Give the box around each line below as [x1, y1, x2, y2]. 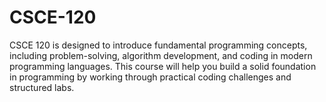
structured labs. [9, 81, 75, 93]
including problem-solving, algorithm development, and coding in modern [9, 49, 313, 61]
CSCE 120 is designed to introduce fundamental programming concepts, [9, 39, 308, 51]
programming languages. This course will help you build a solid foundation [9, 60, 317, 72]
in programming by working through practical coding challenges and [9, 71, 292, 83]
